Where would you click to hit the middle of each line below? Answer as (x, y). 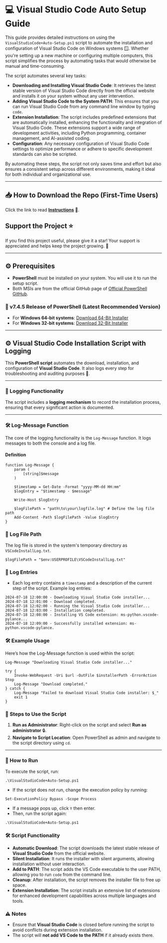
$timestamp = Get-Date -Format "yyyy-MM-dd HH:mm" (68, 487)
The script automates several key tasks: (46, 76)
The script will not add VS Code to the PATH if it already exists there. (83, 935)
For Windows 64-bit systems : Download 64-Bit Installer (70, 318)
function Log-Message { (30, 465)
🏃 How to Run (22, 761)
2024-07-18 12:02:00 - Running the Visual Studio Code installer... (78, 606)
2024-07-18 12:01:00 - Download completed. (51, 601)
